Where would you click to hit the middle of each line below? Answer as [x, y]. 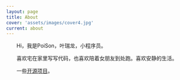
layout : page [22, 12]
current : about [25, 28]
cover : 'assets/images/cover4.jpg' [50, 23]
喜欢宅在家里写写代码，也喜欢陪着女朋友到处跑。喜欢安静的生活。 [97, 58]
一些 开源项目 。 [35, 71]
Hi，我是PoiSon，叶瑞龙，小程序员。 [61, 46]
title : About [22, 17]
